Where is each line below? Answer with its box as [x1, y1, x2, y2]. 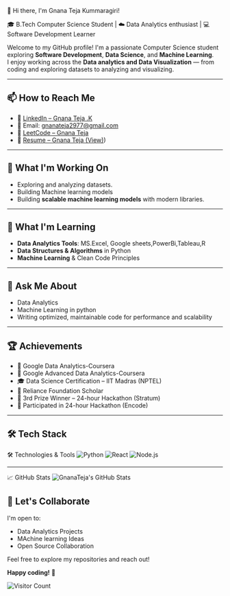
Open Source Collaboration [16, 542, 94, 550]
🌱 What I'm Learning [7, 222, 96, 233]
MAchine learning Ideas [16, 534, 84, 543]
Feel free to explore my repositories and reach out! [7, 555, 150, 563]
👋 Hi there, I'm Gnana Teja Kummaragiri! [7, 7, 120, 14]
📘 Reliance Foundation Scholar [16, 387, 104, 395]
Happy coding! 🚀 [7, 568, 56, 576]
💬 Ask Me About [7, 280, 77, 291]
